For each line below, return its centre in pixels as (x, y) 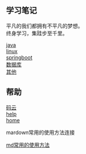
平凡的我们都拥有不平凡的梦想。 (44, 26)
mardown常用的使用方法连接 (40, 132)
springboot (19, 57)
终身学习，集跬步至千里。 (37, 33)
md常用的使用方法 (28, 145)
